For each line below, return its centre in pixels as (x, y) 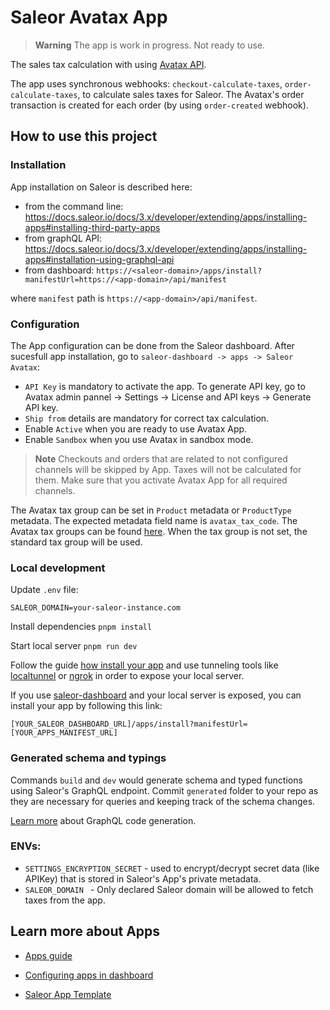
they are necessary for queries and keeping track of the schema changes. (163, 801)
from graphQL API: (63, 238)
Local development (58, 568)
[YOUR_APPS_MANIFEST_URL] (64, 733)
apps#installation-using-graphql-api (99, 259)
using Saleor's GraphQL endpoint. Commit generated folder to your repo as (164, 790)
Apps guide (48, 955)
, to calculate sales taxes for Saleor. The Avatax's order (191, 94)
